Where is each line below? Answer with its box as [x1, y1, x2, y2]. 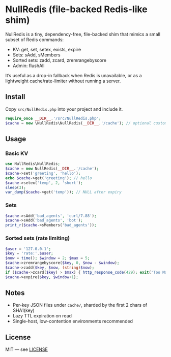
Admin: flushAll [12, 62, 45, 69]
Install [5, 92, 25, 101]
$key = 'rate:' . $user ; [5, 251, 53, 256]
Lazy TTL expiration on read [12, 313, 72, 319]
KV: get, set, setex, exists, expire [12, 46, 81, 52]
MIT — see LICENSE [5, 346, 48, 352]
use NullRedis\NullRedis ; [5, 161, 60, 167]
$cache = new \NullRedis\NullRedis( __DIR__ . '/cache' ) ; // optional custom [5, 120, 167, 125]
